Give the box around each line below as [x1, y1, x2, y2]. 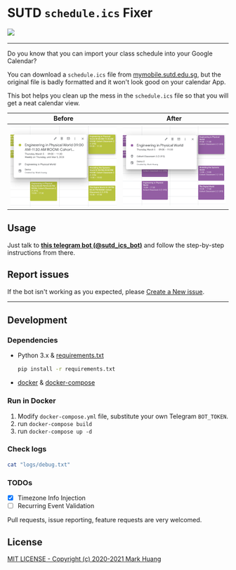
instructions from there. [7, 248, 76, 257]
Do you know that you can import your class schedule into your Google [7, 49, 213, 58]
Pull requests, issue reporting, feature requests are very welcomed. [7, 516, 202, 524]
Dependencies [7, 335, 58, 345]
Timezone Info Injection [17, 493, 86, 502]
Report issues [7, 269, 70, 281]
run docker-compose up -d [17, 427, 93, 435]
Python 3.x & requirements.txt [17, 351, 104, 359]
